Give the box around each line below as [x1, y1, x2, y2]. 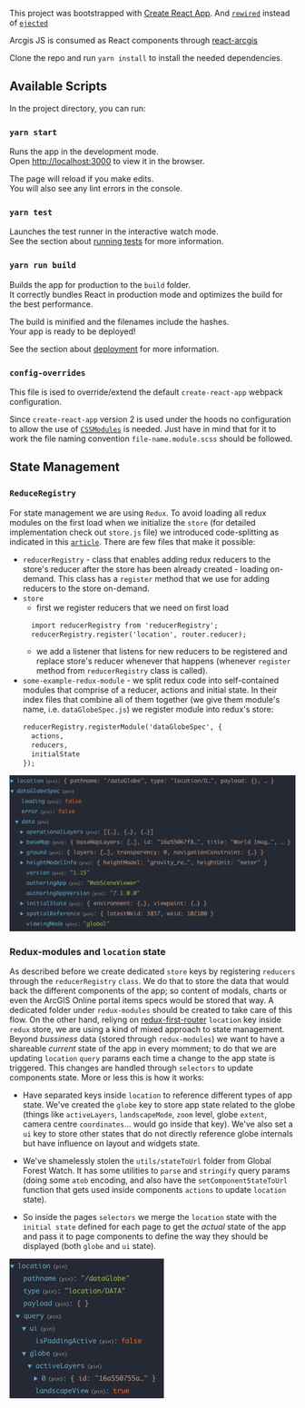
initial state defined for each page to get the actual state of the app [22, 1221, 287, 1232]
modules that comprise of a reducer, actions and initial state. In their [22, 684, 278, 695]
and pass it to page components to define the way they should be [22, 1230, 269, 1242]
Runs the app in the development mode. [9, 146, 159, 157]
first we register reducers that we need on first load [35, 602, 230, 613]
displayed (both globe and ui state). [22, 1240, 157, 1251]
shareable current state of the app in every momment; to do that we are [9, 1043, 277, 1054]
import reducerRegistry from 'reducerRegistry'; [31, 621, 219, 630]
